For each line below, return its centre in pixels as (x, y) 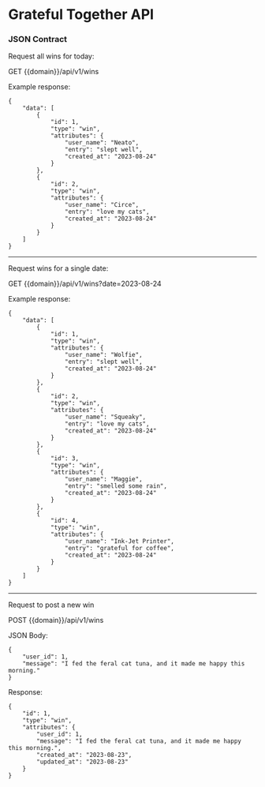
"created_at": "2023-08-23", (84, 755)
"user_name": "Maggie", (104, 479)
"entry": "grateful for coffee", (119, 549)
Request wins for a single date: (58, 268)
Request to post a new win (51, 605)
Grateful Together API (81, 15)
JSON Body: (28, 635)
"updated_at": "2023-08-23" (82, 762)
